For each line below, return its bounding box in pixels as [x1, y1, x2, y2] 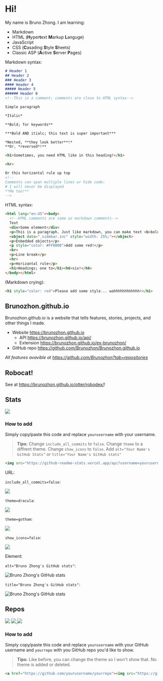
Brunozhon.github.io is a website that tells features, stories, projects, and [5, 315, 151, 321]
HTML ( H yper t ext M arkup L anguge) [12, 34, 84, 40]
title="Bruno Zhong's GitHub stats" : [5, 582, 81, 587]
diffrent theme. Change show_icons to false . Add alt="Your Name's [16, 446, 150, 452]
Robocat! [5, 369, 33, 377]
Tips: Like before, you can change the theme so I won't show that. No [16, 657, 157, 662]
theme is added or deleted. [16, 662, 71, 668]
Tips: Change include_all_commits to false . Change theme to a [16, 441, 143, 447]
